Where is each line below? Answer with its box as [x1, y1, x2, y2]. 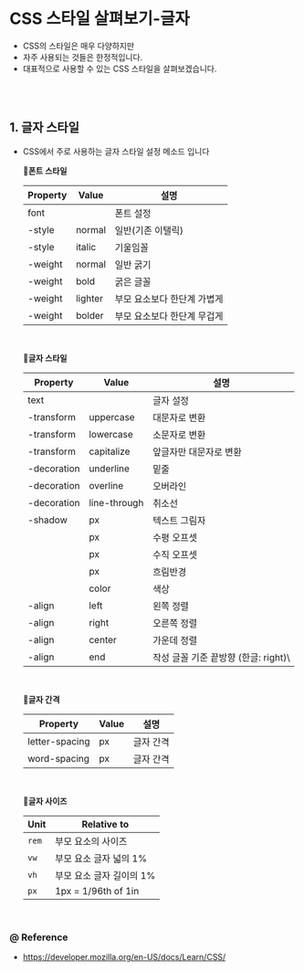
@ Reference [9, 931, 68, 944]
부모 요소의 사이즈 [54, 835, 128, 848]
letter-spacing [26, 734, 90, 747]
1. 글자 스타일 [9, 120, 79, 135]
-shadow [26, 513, 68, 526]
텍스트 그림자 [152, 513, 206, 526]
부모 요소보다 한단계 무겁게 [114, 310, 224, 322]
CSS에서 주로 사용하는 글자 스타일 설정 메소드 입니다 [22, 145, 210, 156]
